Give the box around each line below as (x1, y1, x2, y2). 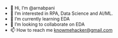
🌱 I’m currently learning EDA (10, 16, 70, 22)
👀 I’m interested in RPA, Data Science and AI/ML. (10, 10, 113, 16)
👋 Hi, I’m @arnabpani (10, 5, 55, 11)
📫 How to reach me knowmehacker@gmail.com (10, 27, 113, 33)
